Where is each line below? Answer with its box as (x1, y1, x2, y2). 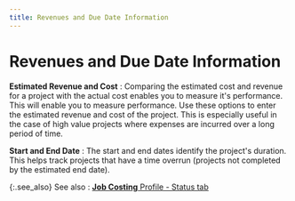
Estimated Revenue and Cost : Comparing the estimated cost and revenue (9, 81, 283, 92)
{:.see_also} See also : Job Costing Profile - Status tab (9, 181, 209, 192)
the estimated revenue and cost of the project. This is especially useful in (9, 109, 277, 120)
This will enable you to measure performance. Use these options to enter (9, 100, 277, 110)
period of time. (9, 128, 64, 139)
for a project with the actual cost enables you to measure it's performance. (9, 90, 283, 100)
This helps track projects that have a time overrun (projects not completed (9, 155, 282, 165)
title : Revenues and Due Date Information (9, 12, 169, 22)
